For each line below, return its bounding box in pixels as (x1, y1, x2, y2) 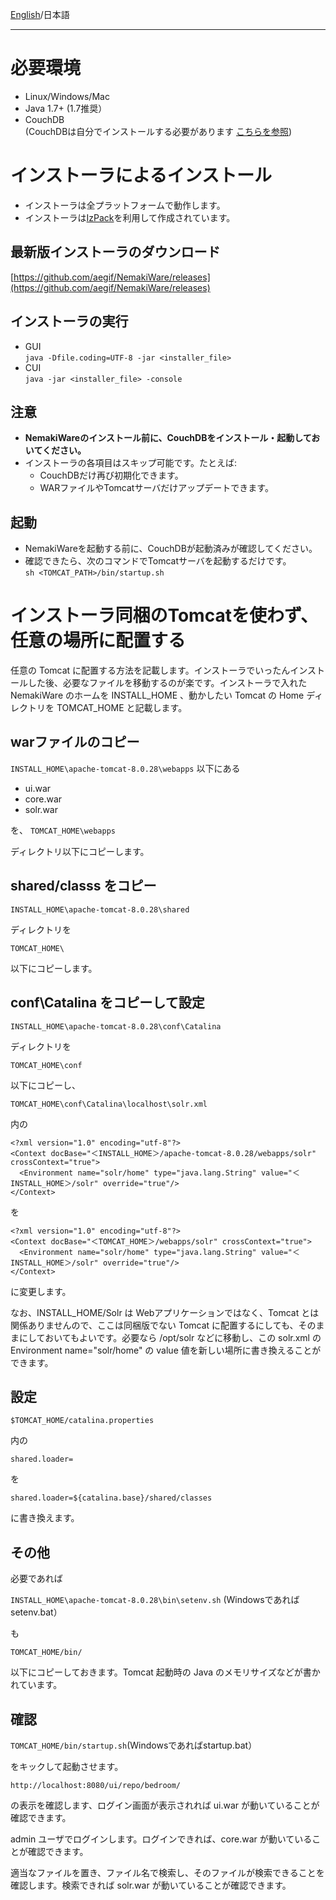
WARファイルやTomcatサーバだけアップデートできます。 (39, 482, 274, 494)
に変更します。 (10, 1285, 72, 1297)
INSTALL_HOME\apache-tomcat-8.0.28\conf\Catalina (10, 1021, 222, 1032)
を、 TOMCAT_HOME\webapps (10, 824, 116, 836)
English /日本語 (10, 9, 70, 20)
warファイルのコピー (10, 734, 140, 751)
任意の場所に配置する (10, 629, 187, 652)
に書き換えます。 (10, 1512, 80, 1524)
